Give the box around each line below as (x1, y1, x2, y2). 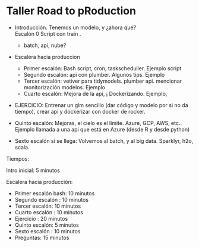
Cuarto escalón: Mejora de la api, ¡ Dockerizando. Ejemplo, (23, 90, 168, 97)
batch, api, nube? (23, 42, 67, 49)
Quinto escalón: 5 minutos (14, 221, 79, 229)
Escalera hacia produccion (14, 53, 80, 60)
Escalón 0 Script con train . (14, 30, 81, 37)
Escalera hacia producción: (6, 178, 73, 185)
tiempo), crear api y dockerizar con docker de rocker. (14, 108, 146, 115)
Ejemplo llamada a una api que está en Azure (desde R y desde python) (14, 126, 190, 133)
